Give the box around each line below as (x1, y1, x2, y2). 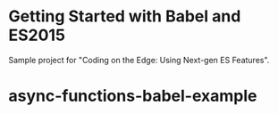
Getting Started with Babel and (8, 6, 241, 27)
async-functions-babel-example (8, 86, 257, 106)
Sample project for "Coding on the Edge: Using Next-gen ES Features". (8, 54, 270, 65)
